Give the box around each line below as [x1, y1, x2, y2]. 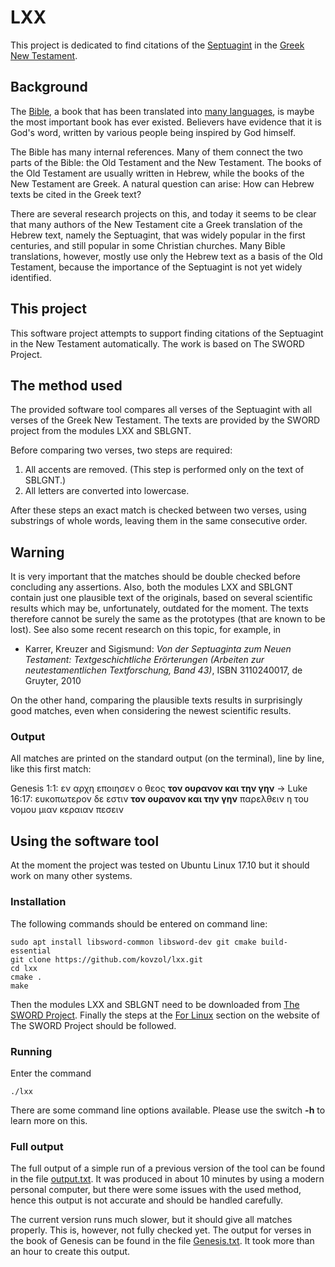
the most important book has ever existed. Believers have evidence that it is [10, 116, 322, 128]
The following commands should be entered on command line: [10, 917, 268, 930]
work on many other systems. [10, 870, 133, 882]
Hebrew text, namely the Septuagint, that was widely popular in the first [10, 229, 306, 241]
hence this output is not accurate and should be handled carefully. [10, 1194, 284, 1206]
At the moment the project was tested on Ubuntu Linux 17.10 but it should [10, 859, 310, 871]
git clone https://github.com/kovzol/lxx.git [10, 954, 203, 965]
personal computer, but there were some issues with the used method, [10, 1184, 302, 1196]
